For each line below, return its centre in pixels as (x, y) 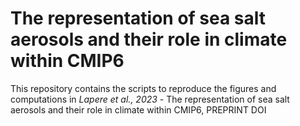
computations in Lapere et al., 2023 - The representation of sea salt (150, 99)
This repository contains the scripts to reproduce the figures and (143, 88)
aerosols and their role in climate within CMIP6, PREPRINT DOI (138, 109)
